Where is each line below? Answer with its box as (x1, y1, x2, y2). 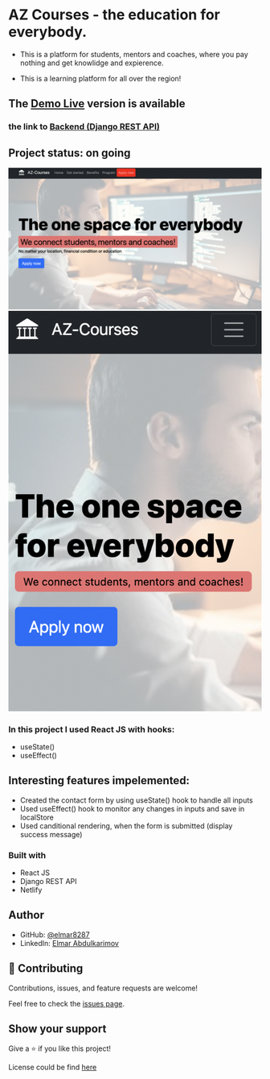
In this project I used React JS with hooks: (8, 724, 175, 735)
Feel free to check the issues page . (8, 998, 125, 1008)
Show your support (8, 1022, 107, 1036)
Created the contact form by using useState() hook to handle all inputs (19, 795, 253, 805)
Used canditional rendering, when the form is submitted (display (19, 820, 233, 831)
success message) (19, 829, 83, 839)
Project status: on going (8, 146, 131, 160)
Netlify (19, 885, 43, 895)
